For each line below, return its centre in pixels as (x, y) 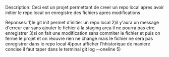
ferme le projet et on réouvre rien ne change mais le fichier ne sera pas (79, 38)
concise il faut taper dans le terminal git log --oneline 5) (63, 49)
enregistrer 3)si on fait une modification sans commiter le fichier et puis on (83, 33)
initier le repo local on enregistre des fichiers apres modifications (73, 13)
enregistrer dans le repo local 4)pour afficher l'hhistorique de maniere (78, 44)
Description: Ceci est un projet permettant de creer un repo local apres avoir (84, 7)
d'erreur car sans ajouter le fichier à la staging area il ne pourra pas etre (80, 28)
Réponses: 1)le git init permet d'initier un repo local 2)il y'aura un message (82, 22)
